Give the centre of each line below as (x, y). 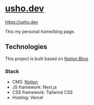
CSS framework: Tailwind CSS (42, 92)
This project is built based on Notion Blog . (47, 59)
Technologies (26, 47)
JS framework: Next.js (34, 87)
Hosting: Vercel (28, 98)
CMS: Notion (25, 82)
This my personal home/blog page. (40, 31)
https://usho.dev (22, 22)
